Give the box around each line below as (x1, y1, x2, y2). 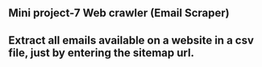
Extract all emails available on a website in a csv (8, 33, 254, 47)
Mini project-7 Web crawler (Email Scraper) (8, 6, 230, 20)
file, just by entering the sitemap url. (8, 45, 195, 59)
